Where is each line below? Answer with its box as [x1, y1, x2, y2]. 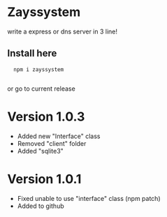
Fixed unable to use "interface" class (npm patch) [17, 194, 161, 202]
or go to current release [7, 84, 75, 93]
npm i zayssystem [13, 66, 64, 73]
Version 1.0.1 [7, 171, 82, 187]
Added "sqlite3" [17, 147, 64, 155]
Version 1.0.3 [7, 109, 85, 124]
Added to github [17, 202, 64, 210]
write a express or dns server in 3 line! [7, 27, 117, 36]
